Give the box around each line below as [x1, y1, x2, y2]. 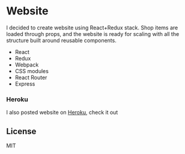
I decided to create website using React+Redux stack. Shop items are [6, 24, 178, 31]
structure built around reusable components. [6, 37, 117, 44]
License [6, 126, 37, 136]
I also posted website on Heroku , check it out [6, 109, 118, 116]
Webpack [14, 61, 39, 68]
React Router [14, 74, 47, 81]
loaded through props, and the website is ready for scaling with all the [6, 30, 180, 37]
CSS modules [14, 67, 49, 74]
